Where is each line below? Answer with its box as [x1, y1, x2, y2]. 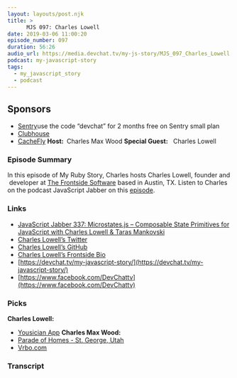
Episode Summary [7, 154, 72, 164]
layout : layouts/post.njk [7, 10, 84, 18]
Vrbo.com [17, 343, 48, 352]
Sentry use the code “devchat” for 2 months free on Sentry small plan [17, 122, 220, 130]
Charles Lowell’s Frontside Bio [17, 250, 106, 258]
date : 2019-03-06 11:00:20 [7, 30, 87, 38]
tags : [7, 63, 23, 70]
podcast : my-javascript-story [7, 57, 97, 64]
